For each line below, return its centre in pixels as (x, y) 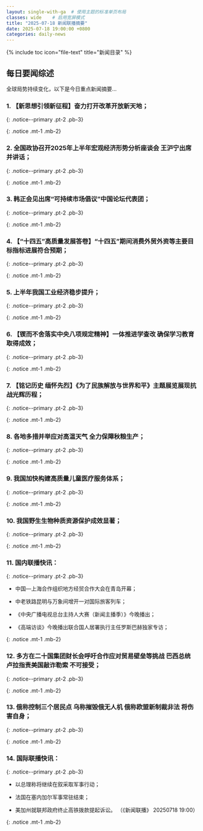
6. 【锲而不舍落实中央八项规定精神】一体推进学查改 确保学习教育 (100, 334)
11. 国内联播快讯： (32, 563)
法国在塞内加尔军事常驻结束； (52, 797)
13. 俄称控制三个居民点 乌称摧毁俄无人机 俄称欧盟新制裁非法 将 (97, 707)
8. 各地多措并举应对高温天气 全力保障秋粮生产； (76, 436)
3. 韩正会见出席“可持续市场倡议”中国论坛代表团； (78, 199)
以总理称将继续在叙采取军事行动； (57, 784)
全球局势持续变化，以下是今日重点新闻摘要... (62, 89)
